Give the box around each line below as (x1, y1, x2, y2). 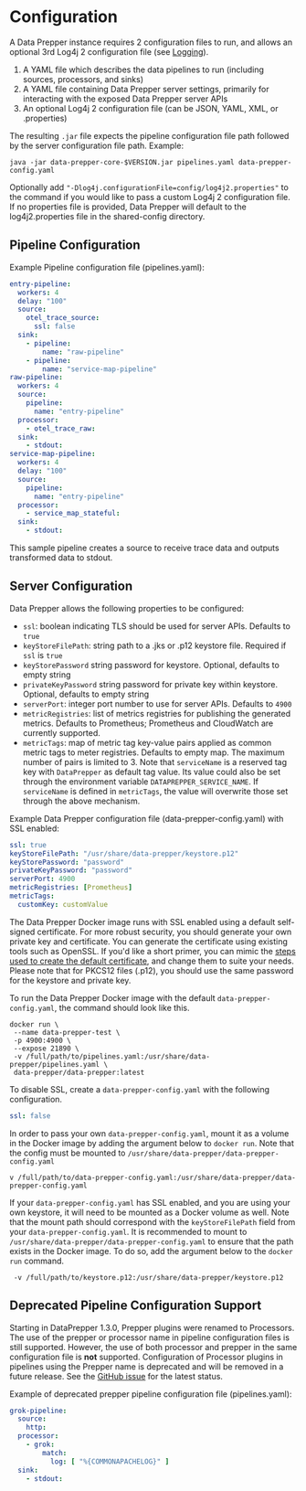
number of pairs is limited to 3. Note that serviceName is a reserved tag (22, 756, 288, 767)
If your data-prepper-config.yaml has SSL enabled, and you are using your (9, 1197, 290, 1208)
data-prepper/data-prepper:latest (13, 1068, 145, 1077)
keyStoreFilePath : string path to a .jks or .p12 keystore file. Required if (22, 640, 287, 651)
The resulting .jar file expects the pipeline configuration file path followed (9, 130, 290, 141)
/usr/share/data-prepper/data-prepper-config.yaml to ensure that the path (9, 1236, 294, 1247)
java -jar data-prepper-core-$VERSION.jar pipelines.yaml (9, 157, 235, 166)
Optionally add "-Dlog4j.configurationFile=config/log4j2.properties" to (9, 181, 290, 193)
